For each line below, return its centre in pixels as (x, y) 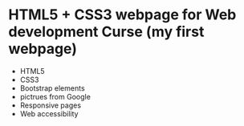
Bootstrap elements (53, 88)
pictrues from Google (55, 96)
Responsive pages (51, 105)
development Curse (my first (106, 32)
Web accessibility (49, 113)
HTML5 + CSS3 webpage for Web (122, 15)
